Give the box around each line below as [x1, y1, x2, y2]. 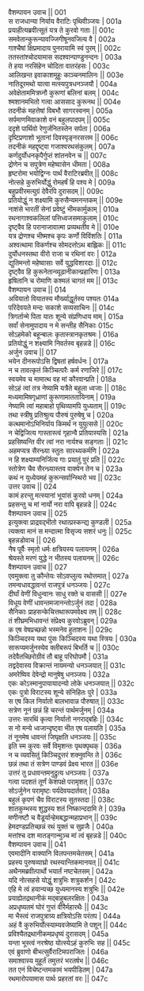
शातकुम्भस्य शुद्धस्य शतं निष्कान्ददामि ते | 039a [8, 804, 126, 813]
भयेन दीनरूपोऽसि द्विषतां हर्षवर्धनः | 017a [8, 356, 109, 366]
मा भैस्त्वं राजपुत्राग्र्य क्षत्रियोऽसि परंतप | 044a [8, 911, 121, 920]
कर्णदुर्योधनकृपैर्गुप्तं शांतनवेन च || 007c [8, 151, 108, 160]
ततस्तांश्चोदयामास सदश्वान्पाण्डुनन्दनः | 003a [8, 52, 123, 61]
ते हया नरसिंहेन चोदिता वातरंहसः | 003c [8, 61, 111, 71]
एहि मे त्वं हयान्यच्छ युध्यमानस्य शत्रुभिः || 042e [8, 884, 125, 894]
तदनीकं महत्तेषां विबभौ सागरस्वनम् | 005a [8, 106, 113, 115]
